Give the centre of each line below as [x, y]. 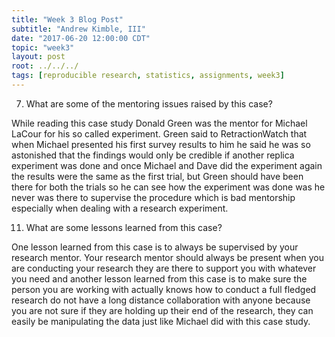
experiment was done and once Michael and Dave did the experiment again [167, 165]
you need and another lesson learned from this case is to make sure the [159, 278]
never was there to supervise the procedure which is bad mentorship [153, 197]
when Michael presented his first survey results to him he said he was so [161, 144]
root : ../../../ [45, 66]
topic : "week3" [43, 47]
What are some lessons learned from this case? [124, 227]
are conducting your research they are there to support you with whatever [164, 268]
